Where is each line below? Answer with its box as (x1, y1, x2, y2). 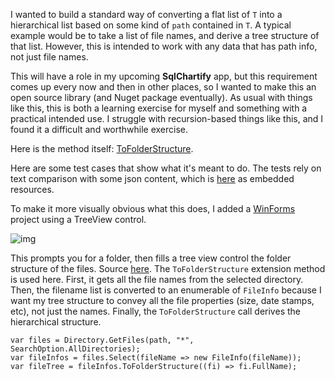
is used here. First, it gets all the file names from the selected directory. (10, 274, 304, 285)
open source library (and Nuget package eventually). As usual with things (10, 92, 313, 103)
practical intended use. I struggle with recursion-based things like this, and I (10, 113, 324, 124)
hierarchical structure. (10, 316, 102, 328)
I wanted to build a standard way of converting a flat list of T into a (10, 9, 283, 20)
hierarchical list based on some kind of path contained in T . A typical (10, 19, 292, 31)
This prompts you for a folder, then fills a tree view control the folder (10, 252, 292, 264)
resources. (10, 184, 55, 195)
